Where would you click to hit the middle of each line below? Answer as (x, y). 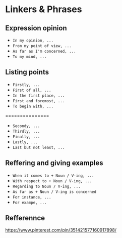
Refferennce (25, 218)
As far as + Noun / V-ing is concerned (54, 192)
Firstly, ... (26, 85)
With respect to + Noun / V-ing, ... (52, 181)
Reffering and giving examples (54, 163)
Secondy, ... (26, 126)
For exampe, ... (29, 203)
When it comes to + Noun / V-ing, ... (53, 176)
